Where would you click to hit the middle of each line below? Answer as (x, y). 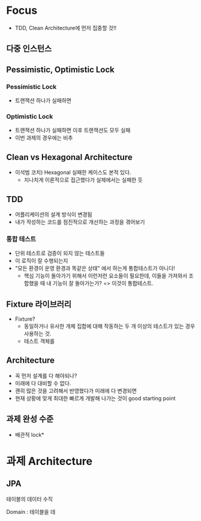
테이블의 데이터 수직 (29, 499)
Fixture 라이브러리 (39, 304)
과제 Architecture (49, 461)
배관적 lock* (29, 434)
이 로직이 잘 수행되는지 (41, 261)
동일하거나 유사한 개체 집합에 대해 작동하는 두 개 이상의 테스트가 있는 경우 (109, 326)
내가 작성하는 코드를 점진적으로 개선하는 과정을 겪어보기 (80, 222)
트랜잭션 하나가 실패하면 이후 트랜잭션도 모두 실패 (73, 131)
